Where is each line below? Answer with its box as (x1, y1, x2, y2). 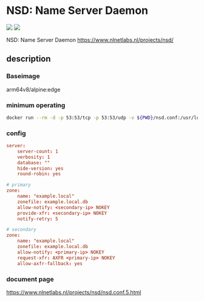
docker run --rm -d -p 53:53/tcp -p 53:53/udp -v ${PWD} (6, 115, 154, 121)
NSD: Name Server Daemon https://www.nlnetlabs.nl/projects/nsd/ (6, 36, 174, 43)
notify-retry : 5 (17, 216, 59, 222)
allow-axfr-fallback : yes (17, 260, 83, 267)
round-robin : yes (17, 171, 61, 177)
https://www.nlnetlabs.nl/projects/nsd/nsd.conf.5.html (6, 289, 141, 296)
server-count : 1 (17, 148, 59, 155)
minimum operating (6, 101, 66, 109)
